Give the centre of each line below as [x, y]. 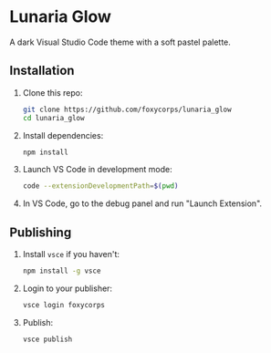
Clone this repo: [52, 92]
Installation [42, 71]
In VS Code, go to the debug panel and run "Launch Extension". [142, 203]
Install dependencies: [63, 135]
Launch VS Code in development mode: [98, 170]
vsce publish [47, 339]
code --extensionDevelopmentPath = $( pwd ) [100, 186]
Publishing [41, 232]
